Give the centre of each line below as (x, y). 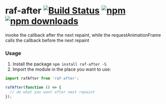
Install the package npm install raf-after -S (59, 64)
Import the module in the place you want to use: (62, 69)
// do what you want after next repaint (52, 92)
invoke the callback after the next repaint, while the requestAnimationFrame (83, 35)
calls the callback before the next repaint (47, 40)
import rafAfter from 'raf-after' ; (42, 79)
